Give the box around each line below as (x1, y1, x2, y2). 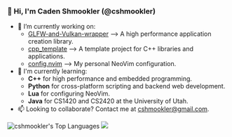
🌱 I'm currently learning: (17, 67, 88, 76)
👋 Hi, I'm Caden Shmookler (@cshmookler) (7, 6, 156, 16)
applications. (27, 52, 65, 60)
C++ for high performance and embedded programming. (27, 74, 193, 83)
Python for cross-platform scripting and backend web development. (27, 82, 226, 91)
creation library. (27, 37, 74, 46)
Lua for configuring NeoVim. (27, 89, 111, 98)
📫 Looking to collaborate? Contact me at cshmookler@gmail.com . (17, 105, 210, 113)
